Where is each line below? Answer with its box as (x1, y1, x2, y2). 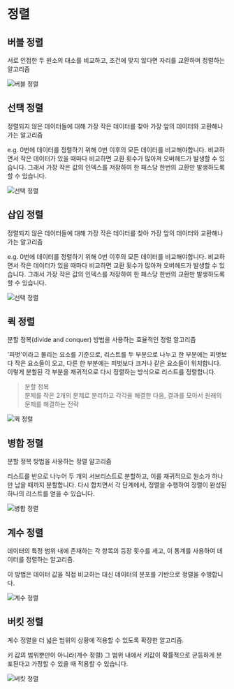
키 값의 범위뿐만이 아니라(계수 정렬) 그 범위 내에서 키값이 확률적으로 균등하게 (7, 651, 215, 659)
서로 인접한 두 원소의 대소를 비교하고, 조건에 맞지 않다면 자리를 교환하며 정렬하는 (7, 57, 226, 64)
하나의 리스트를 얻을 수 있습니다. (7, 489, 96, 498)
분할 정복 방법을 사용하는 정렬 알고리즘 (7, 457, 112, 466)
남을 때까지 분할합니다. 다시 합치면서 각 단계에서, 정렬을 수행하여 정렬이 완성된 (14, 481, 227, 489)
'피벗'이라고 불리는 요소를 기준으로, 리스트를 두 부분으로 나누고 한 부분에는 (7, 350, 209, 359)
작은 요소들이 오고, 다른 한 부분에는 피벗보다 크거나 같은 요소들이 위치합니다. (14, 359, 221, 367)
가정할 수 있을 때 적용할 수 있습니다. (31, 659, 129, 667)
